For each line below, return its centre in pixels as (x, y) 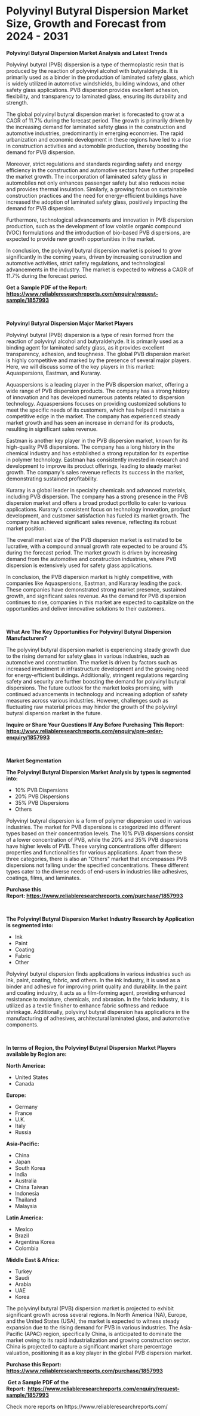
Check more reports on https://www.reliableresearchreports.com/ (87, 1406)
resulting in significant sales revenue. (52, 429)
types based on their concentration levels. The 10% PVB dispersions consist (100, 833)
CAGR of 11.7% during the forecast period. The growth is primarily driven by (99, 120)
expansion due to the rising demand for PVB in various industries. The (92, 1327)
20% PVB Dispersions (42, 796)
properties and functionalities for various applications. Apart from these (94, 852)
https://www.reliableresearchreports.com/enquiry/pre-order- (85, 731)
